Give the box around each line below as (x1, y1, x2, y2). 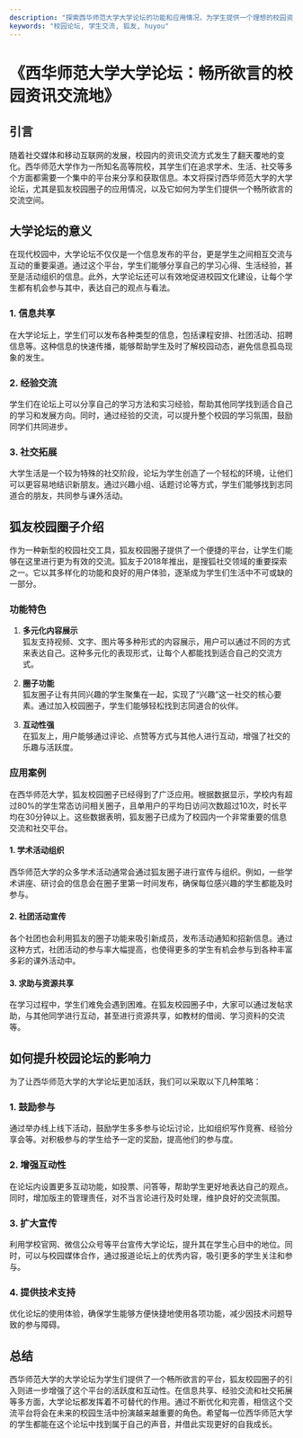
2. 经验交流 (9, 377, 58, 389)
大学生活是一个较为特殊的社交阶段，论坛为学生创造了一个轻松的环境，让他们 (9, 468, 293, 479)
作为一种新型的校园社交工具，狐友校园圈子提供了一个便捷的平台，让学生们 (9, 545, 285, 555)
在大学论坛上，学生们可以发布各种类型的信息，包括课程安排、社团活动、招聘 (9, 329, 293, 340)
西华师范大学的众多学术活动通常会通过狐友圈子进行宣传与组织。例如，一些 (9, 866, 285, 877)
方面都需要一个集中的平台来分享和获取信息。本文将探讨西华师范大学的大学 (16, 172, 293, 182)
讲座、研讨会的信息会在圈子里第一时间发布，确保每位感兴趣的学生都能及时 (16, 877, 293, 888)
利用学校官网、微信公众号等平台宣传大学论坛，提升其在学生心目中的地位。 (9, 1238, 285, 1249)
